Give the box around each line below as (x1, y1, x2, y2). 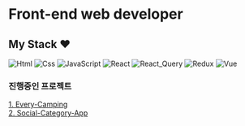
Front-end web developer (8, 5, 184, 24)
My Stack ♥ (8, 37, 71, 51)
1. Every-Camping (8, 99, 68, 110)
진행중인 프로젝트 (8, 80, 72, 92)
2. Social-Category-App (8, 108, 88, 118)
